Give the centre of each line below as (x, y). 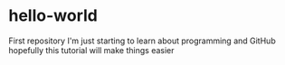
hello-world (53, 16)
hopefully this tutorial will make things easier (91, 50)
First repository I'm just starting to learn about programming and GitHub (142, 41)
